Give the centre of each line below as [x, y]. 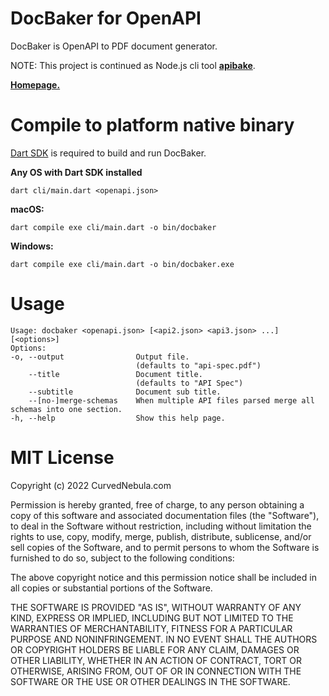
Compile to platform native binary [152, 125]
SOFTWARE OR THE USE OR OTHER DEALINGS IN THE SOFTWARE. [150, 681]
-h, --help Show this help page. [118, 418]
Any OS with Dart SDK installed [76, 172]
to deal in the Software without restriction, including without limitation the [161, 526]
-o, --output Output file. [100, 357]
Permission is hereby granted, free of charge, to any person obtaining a [157, 504]
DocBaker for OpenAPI [106, 18]
